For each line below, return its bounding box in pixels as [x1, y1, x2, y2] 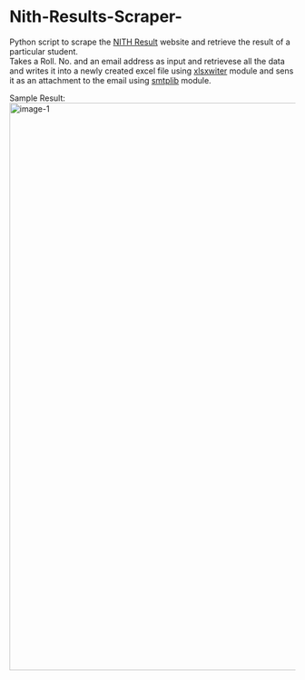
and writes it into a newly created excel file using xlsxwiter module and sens [9, 65, 294, 76]
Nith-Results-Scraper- [9, 6, 183, 27]
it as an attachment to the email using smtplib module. [9, 74, 212, 85]
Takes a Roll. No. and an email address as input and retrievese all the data [9, 55, 286, 66]
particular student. [9, 45, 79, 56]
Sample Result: [9, 93, 66, 103]
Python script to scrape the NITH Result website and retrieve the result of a [9, 36, 290, 47]
